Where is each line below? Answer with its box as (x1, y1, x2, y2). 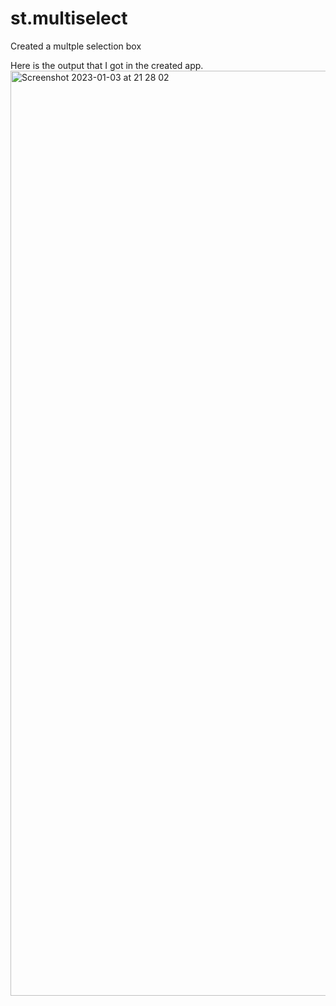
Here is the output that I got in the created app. (10, 59, 204, 71)
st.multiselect (10, 7, 128, 30)
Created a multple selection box (10, 40, 142, 52)
